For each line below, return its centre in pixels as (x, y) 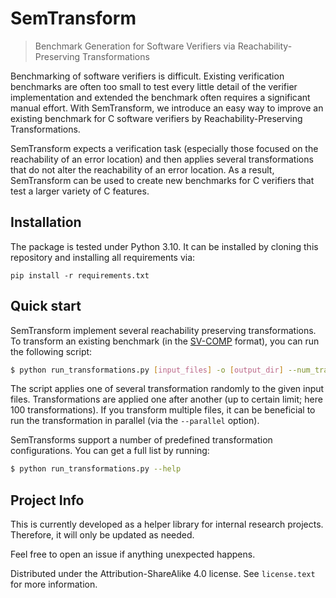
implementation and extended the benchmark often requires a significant (160, 97)
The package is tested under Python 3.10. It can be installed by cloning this (164, 246)
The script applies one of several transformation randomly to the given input (167, 389)
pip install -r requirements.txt (80, 275)
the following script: (51, 351)
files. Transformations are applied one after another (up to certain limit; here (166, 399)
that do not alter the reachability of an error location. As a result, (142, 169)
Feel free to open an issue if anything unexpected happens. (133, 554)
